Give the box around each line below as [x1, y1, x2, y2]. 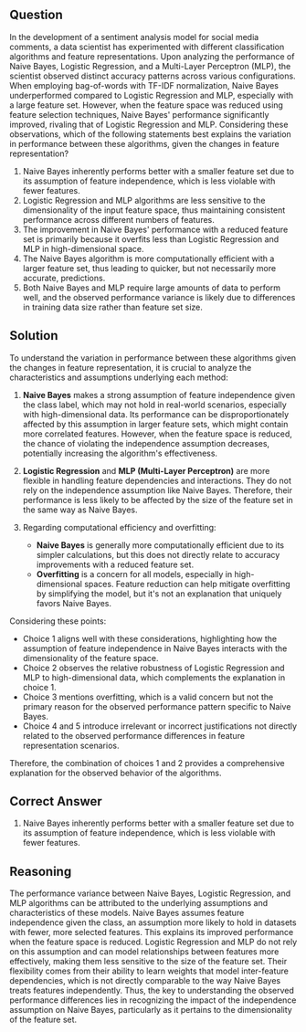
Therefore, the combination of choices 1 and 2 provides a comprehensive [9, 757, 285, 768]
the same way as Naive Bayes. [22, 504, 138, 515]
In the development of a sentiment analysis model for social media [9, 31, 259, 42]
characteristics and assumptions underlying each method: [9, 372, 228, 383]
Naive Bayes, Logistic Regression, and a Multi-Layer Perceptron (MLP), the [9, 60, 291, 71]
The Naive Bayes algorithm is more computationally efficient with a [22, 253, 275, 264]
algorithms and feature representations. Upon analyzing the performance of [9, 50, 295, 62]
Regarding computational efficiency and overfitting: [22, 521, 216, 532]
